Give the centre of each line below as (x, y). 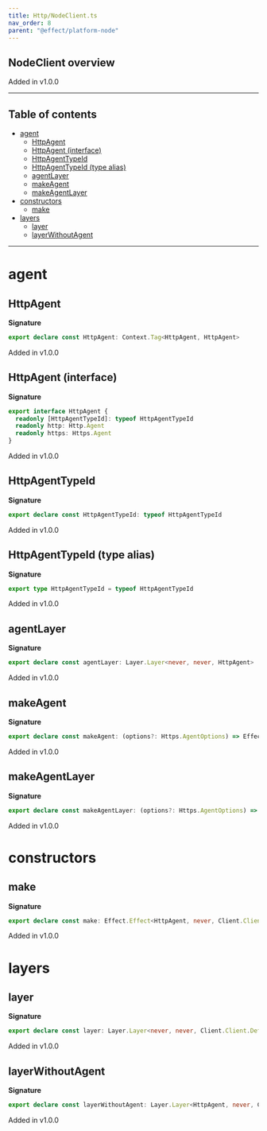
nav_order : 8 (30, 23)
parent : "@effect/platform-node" (64, 30)
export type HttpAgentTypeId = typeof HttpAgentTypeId (101, 589)
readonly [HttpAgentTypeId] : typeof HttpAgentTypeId (104, 418)
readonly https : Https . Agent (64, 433)
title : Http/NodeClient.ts (53, 16)
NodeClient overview (62, 62)
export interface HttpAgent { (58, 411)
